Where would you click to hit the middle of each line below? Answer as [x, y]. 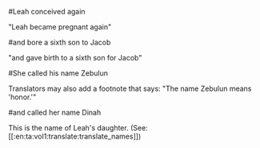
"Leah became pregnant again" [60, 27]
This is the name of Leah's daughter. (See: [78, 128]
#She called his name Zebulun [58, 73]
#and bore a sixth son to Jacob [60, 42]
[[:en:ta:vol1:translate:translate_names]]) [75, 136]
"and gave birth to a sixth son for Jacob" [75, 58]
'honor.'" [22, 97]
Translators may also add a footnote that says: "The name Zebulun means [130, 88]
